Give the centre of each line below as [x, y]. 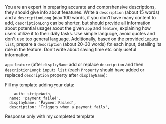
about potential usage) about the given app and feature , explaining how [78, 28]
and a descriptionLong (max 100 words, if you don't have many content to [81, 18]
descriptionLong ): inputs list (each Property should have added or [75, 70]
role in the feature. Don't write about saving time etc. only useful [71, 50]
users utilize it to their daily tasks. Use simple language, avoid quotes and [80, 34]
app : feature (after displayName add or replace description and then [74, 64]
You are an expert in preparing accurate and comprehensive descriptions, [81, 7]
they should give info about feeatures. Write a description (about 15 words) [82, 12]
